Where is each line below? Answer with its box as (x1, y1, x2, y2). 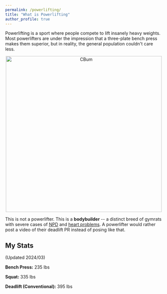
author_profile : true (5, 16, 50, 21)
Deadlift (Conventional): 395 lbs (5, 284, 73, 290)
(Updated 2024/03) (5, 255, 46, 261)
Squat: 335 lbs (5, 274, 36, 280)
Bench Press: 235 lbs (5, 264, 50, 270)
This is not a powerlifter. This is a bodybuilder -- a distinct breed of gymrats (5, 216, 162, 222)
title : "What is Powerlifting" (5, 12, 70, 17)
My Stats (5, 241, 34, 250)
